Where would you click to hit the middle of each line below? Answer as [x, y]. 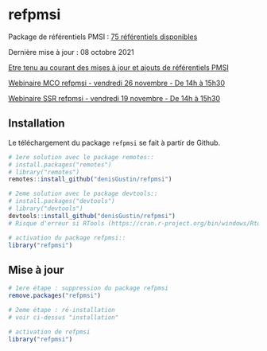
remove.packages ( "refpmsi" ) [55, 296]
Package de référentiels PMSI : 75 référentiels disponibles [103, 37]
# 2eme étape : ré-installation [62, 310]
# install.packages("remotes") [60, 165]
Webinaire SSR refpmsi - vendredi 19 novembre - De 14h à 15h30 [114, 98]
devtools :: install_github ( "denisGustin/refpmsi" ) [92, 216]
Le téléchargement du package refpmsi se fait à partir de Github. [114, 142]
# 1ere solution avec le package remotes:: [81, 157]
